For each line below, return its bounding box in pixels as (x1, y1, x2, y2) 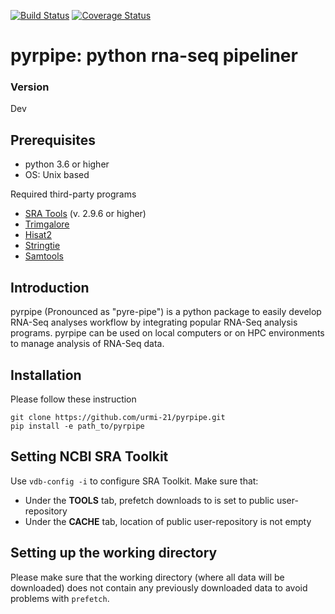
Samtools (24, 250, 64, 262)
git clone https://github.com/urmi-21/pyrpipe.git (10, 412, 226, 422)
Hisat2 (24, 229, 52, 241)
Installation (10, 366, 82, 384)
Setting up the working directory (10, 545, 218, 562)
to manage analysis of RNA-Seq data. (10, 338, 165, 350)
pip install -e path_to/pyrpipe (10, 421, 145, 431)
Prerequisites (10, 131, 96, 149)
